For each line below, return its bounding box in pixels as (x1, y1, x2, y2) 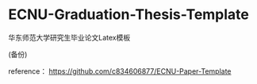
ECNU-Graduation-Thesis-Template (8, 6, 250, 24)
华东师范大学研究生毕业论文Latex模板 (8, 32, 131, 42)
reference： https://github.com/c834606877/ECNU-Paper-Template (8, 66, 232, 76)
